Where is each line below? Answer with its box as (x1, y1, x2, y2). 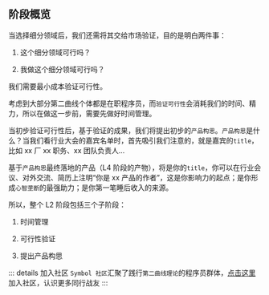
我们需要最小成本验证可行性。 (8, 81, 107, 91)
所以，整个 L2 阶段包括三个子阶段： (8, 200, 127, 209)
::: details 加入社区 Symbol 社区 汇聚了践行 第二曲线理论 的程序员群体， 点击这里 (8, 268, 256, 277)
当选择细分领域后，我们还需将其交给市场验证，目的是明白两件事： (8, 30, 226, 40)
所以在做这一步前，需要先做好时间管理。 (22, 108, 157, 118)
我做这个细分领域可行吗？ (19, 64, 105, 74)
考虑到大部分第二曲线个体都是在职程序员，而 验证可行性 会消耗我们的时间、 (8, 99, 250, 108)
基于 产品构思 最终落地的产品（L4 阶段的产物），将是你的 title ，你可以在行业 (8, 163, 255, 172)
